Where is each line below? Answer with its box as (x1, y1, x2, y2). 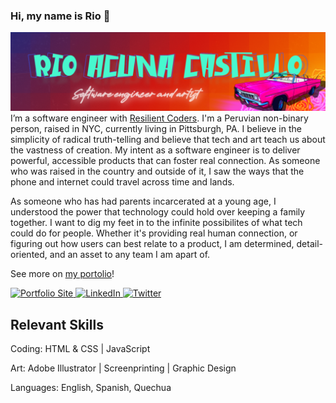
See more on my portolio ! (10, 268, 115, 280)
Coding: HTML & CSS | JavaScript (10, 343, 151, 355)
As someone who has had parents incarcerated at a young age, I (10, 195, 277, 208)
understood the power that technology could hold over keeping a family (10, 206, 306, 218)
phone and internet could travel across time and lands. (10, 176, 235, 188)
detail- (296, 238, 323, 250)
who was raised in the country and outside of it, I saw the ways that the (10, 165, 305, 178)
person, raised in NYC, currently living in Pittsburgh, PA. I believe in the (10, 123, 302, 135)
